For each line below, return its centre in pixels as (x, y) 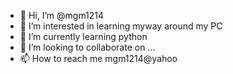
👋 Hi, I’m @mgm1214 (62, 15)
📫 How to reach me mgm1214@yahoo (98, 58)
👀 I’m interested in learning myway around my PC (121, 26)
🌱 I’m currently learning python (83, 36)
